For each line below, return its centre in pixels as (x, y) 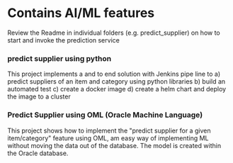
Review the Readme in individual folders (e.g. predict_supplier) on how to (114, 33)
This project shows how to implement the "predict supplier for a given (109, 130)
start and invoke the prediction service (64, 40)
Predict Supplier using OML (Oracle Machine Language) (105, 115)
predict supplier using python (59, 58)
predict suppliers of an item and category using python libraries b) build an (116, 81)
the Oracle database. (38, 153)
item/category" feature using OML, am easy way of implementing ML (108, 138)
